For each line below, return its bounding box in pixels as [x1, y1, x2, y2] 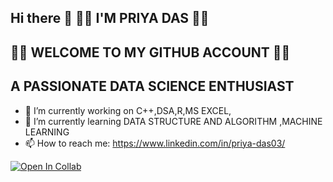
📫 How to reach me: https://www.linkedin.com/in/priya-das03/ [24, 137, 286, 149]
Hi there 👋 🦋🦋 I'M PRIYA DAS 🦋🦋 [10, 10, 210, 27]
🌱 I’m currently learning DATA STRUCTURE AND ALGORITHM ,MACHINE [24, 115, 323, 127]
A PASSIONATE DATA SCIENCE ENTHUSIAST [10, 78, 295, 95]
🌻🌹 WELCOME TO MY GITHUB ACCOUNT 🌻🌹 [10, 44, 291, 61]
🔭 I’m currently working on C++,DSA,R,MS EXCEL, [24, 104, 232, 116]
